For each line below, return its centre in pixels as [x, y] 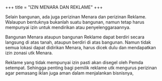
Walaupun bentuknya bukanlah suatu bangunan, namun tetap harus [75, 22]
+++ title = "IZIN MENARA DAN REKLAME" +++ [54, 7]
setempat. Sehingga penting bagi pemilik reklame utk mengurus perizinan [81, 68]
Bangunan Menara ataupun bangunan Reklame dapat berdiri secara [75, 37]
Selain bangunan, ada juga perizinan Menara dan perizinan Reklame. [76, 17]
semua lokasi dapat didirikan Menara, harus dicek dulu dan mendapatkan [80, 47]
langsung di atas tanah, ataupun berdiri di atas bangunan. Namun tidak [78, 42]
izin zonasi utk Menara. [29, 53]
